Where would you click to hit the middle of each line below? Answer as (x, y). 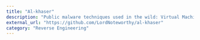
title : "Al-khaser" (30, 11)
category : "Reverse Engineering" (48, 28)
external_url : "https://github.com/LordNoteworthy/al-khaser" (85, 22)
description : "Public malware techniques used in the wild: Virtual (93, 17)
